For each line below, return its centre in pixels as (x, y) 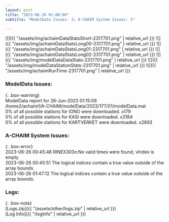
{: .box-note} (19, 203)
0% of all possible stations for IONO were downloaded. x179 (68, 111)
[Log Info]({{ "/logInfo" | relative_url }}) (46, 214)
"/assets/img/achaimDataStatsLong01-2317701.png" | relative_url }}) (83, 49)
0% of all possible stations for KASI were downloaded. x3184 (69, 117)
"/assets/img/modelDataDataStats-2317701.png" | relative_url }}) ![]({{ (85, 60)
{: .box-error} (19, 146)
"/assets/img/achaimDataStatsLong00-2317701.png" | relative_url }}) (84, 44)
